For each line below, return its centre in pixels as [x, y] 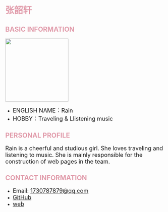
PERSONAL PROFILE [38, 136]
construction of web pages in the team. [58, 161]
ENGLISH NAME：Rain [43, 110]
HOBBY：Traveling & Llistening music [63, 119]
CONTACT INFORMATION [46, 178]
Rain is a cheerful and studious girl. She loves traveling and [84, 148]
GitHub [22, 197]
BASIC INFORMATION [40, 29]
